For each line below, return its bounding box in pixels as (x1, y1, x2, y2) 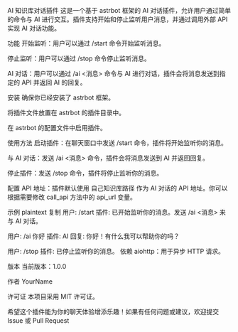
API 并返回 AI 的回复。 (21, 78, 87, 87)
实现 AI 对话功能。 (7, 24, 61, 32)
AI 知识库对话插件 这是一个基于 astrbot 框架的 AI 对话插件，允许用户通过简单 (7, 6, 232, 14)
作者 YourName (7, 277, 53, 286)
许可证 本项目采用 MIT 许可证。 (7, 292, 99, 301)
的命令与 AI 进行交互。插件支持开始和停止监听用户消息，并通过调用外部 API (7, 15, 228, 23)
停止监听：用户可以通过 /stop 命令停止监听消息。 (7, 54, 151, 63)
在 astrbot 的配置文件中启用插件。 (7, 124, 107, 132)
